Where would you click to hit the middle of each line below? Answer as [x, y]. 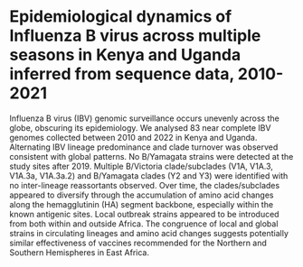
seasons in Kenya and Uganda [125, 55]
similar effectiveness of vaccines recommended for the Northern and [138, 243]
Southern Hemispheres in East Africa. [79, 252]
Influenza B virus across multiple [135, 36]
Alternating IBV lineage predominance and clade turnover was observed [144, 147]
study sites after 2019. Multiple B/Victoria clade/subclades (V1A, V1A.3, [142, 166]
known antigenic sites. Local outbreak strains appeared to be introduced [144, 214]
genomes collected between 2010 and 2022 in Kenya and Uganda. [133, 137]
